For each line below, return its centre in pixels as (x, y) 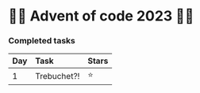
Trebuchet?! (58, 76)
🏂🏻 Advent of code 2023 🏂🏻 (101, 16)
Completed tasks (42, 41)
